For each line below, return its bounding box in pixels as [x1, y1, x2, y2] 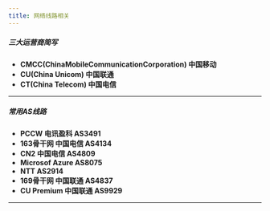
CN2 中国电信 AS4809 [19, 148, 96, 158]
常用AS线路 [8, 107, 47, 116]
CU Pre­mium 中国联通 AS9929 [19, 185, 123, 195]
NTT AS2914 [19, 166, 64, 176]
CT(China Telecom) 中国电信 [19, 79, 117, 89]
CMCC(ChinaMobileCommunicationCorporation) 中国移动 [19, 59, 217, 69]
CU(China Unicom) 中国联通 [19, 69, 114, 79]
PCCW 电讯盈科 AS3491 [19, 128, 101, 138]
